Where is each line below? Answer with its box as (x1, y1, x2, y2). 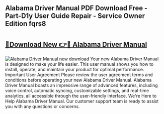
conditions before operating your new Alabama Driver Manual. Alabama (5, 77, 152, 83)
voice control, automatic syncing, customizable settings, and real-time (5, 88, 149, 94)
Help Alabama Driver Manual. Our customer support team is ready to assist (5, 98, 159, 104)
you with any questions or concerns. (5, 104, 80, 109)
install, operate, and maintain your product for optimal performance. (5, 67, 144, 72)
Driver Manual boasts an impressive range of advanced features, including (5, 82, 158, 88)
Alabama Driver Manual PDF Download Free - (5, 4, 148, 12)
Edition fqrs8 (5, 19, 46, 28)
